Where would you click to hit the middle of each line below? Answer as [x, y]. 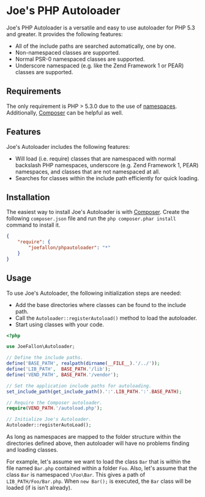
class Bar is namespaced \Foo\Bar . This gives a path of [76, 475]
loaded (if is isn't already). [39, 488]
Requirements [34, 92]
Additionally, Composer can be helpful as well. [65, 112]
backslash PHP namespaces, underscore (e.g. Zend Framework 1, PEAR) [107, 165]
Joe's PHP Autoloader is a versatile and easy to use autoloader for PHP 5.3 [101, 28]
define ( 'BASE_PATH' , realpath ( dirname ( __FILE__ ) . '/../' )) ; [83, 363]
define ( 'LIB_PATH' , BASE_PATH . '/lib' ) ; [59, 369]
